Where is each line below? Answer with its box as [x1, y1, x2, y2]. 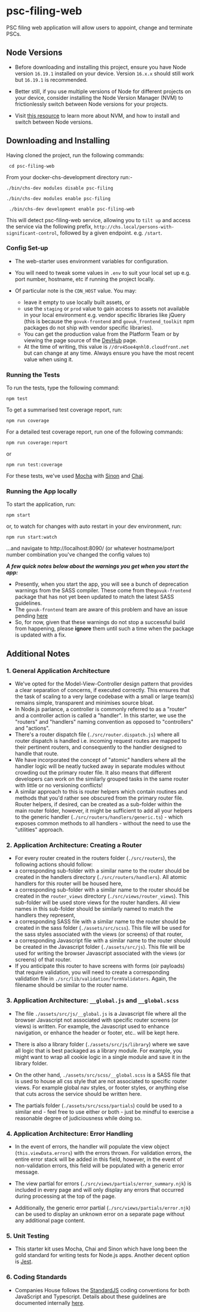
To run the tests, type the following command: [6, 384, 119, 392]
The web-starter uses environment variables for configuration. [14, 257, 169, 265]
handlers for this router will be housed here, [14, 880, 123, 887]
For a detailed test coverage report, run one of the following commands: [6, 428, 183, 435]
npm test [6, 396, 28, 402]
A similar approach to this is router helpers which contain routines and [14, 788, 187, 795]
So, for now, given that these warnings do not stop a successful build [14, 619, 185, 626]
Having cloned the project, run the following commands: [6, 151, 144, 159]
